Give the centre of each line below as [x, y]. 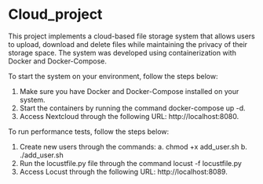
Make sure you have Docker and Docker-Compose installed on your [129, 91]
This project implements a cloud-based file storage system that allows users [131, 36]
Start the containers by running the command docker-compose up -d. [132, 108]
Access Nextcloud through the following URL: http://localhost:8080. [129, 116]
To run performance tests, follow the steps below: [89, 132]
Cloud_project [55, 14]
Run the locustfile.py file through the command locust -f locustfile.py [130, 163]
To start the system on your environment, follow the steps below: [113, 76]
